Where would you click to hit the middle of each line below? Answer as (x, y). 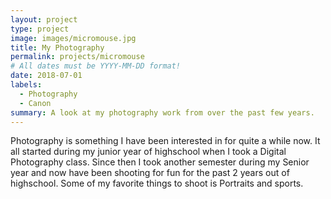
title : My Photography (57, 47)
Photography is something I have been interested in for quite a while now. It (165, 141)
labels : (26, 85)
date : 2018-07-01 (46, 76)
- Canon (35, 103)
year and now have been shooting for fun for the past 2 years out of (150, 173)
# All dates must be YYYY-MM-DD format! (96, 66)
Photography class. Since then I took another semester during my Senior (160, 162)
